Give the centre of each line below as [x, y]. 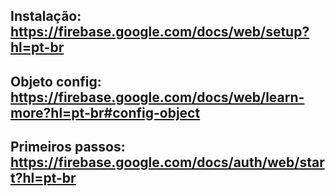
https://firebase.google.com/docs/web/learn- [157, 97]
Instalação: [46, 16]
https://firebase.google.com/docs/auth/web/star [167, 162]
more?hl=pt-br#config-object [105, 112]
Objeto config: [56, 81]
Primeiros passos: [68, 147]
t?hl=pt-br [43, 178]
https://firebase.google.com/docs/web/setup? [160, 32]
